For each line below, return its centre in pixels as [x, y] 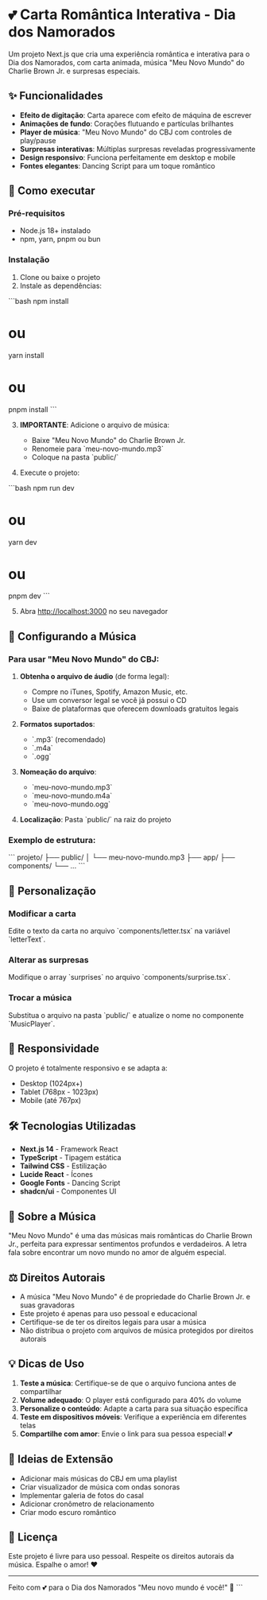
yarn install [26, 355]
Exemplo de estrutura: [52, 841]
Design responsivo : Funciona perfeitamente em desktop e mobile [128, 157]
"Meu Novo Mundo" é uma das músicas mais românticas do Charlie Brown [130, 1236]
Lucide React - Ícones [56, 1175]
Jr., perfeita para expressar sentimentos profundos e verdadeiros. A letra [128, 1244]
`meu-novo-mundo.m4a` [72, 796]
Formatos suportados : [57, 724]
